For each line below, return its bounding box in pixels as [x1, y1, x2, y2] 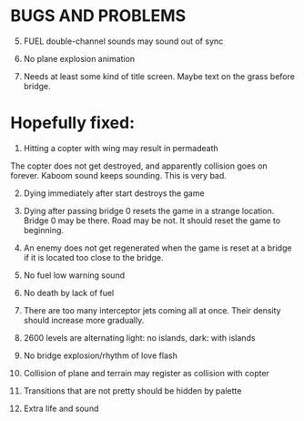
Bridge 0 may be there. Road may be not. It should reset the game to [23, 215, 281, 226]
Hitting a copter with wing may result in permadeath [23, 142, 219, 153]
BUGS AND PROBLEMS [10, 5, 186, 26]
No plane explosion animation [23, 53, 136, 64]
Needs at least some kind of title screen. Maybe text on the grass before [23, 70, 295, 82]
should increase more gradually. [23, 314, 145, 325]
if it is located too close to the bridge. [23, 252, 164, 262]
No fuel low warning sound [23, 270, 126, 281]
